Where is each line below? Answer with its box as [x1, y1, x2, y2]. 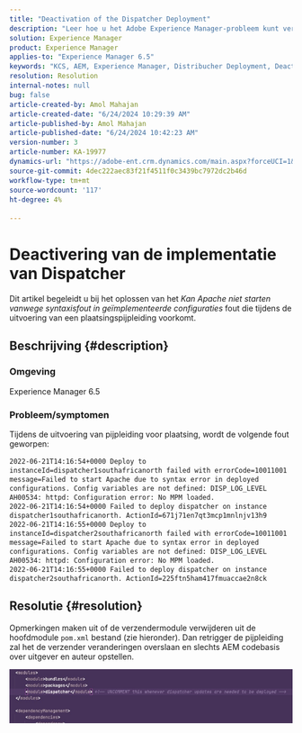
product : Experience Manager [9, 43, 119, 52]
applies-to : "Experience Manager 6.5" [9, 52, 155, 62]
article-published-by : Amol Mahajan [9, 119, 147, 128]
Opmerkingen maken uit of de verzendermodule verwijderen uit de [9, 622, 256, 633]
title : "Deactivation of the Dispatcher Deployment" [9, 14, 211, 23]
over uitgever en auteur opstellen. [9, 651, 135, 662]
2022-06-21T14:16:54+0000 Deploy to [9, 457, 147, 466]
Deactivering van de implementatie [9, 244, 277, 265]
